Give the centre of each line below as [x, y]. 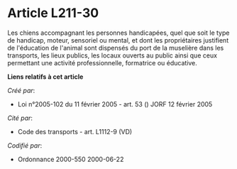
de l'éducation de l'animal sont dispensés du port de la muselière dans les [116, 48]
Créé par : [21, 90]
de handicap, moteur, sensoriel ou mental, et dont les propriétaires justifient [118, 40]
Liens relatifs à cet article [45, 77]
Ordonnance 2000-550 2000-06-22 [71, 159]
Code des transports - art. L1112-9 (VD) [75, 131]
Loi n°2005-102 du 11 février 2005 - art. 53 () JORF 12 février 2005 [115, 104]
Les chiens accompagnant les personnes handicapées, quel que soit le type [118, 33]
